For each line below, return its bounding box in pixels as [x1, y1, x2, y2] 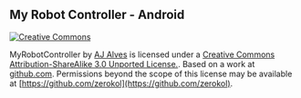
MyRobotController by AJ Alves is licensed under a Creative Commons [9, 49, 275, 60]
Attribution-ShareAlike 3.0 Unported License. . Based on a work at [9, 58, 255, 69]
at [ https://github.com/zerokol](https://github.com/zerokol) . [9, 77, 234, 89]
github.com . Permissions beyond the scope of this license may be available [9, 68, 293, 79]
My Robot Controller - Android [9, 7, 185, 23]
